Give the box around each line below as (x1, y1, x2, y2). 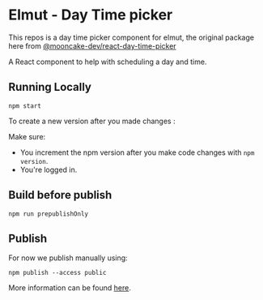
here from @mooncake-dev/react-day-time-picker (8, 41, 176, 50)
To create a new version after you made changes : (8, 116, 176, 126)
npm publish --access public (8, 269, 107, 277)
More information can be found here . (8, 283, 131, 293)
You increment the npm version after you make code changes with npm (19, 148, 255, 157)
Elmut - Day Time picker (8, 6, 173, 24)
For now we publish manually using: (8, 253, 128, 263)
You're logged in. (19, 165, 78, 174)
